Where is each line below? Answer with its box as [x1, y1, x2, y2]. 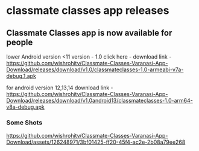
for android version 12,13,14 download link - [6, 84, 113, 91]
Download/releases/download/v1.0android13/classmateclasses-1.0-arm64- [6, 97, 193, 104]
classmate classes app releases [6, 4, 169, 18]
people [6, 37, 33, 47]
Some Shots [6, 118, 43, 127]
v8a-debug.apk [6, 103, 45, 111]
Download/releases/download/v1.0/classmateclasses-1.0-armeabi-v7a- [6, 66, 184, 73]
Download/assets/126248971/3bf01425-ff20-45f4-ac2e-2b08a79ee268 [6, 138, 186, 146]
